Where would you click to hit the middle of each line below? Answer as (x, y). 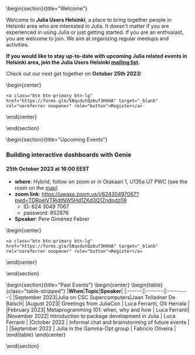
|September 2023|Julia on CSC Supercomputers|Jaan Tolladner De (94, 298)
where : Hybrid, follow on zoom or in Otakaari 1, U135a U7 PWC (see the (101, 182)
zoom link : (28, 194)
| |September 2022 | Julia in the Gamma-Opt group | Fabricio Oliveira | (91, 329)
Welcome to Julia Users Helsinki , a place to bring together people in (89, 20)
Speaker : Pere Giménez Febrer (52, 219)
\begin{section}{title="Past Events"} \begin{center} (68, 285)
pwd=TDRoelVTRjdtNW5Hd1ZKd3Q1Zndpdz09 (71, 200)
